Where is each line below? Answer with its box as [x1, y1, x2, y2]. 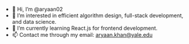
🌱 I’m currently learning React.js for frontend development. [11, 24, 158, 32]
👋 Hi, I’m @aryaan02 [11, 6, 63, 12]
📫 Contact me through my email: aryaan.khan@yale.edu [11, 32, 153, 38]
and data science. [11, 18, 57, 25]
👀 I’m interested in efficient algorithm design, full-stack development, [11, 12, 184, 19]
